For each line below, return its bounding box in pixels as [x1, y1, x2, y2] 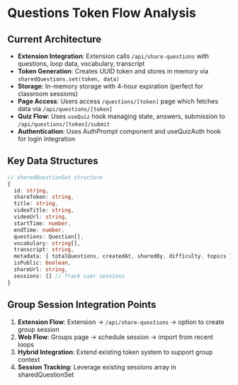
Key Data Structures [7, 155, 98, 167]
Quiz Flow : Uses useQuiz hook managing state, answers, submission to [17, 112, 225, 120]
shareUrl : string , [13, 266, 69, 273]
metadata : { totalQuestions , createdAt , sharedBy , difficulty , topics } [13, 253, 233, 260]
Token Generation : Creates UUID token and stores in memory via [17, 67, 209, 75]
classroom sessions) [17, 90, 78, 98]
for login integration [17, 134, 76, 143]
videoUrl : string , [13, 214, 69, 221]
